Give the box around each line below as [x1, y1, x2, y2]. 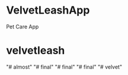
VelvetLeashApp [6, 4, 90, 17]
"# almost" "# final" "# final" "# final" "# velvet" [6, 63, 123, 70]
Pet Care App [6, 23, 39, 30]
